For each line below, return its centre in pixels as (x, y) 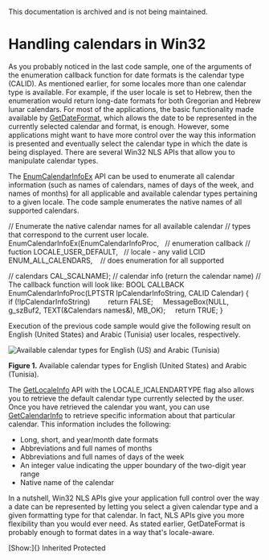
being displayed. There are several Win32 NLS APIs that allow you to (122, 151)
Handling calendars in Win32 (107, 44)
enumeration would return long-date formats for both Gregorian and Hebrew (134, 101)
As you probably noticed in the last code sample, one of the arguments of (130, 66)
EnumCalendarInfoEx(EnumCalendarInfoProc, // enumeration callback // (129, 243)
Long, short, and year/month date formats (89, 439)
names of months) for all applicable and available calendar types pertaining (133, 193)
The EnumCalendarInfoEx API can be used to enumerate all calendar (122, 176)
